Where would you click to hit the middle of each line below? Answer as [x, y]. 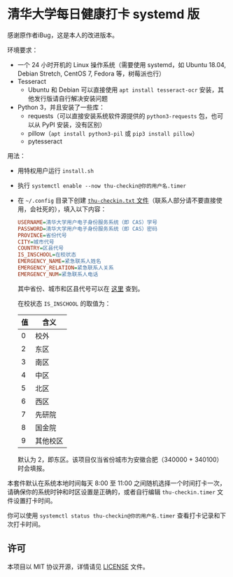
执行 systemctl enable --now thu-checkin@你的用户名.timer [102, 185]
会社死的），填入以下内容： [68, 209]
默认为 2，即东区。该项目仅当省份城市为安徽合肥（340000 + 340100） [120, 460]
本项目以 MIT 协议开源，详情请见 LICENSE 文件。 [78, 567]
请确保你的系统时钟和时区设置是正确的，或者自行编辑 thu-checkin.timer [111, 492]
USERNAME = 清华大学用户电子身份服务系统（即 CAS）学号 [87, 222]
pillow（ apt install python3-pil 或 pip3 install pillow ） [113, 133]
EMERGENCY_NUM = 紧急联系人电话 [58, 274]
